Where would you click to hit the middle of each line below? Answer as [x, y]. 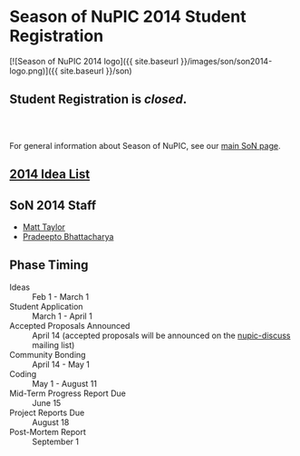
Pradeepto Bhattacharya [68, 236]
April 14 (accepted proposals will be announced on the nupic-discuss [161, 335]
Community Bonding [48, 354]
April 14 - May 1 [61, 364]
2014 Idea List [50, 174]
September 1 [56, 441]
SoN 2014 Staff [53, 205]
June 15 [47, 402]
